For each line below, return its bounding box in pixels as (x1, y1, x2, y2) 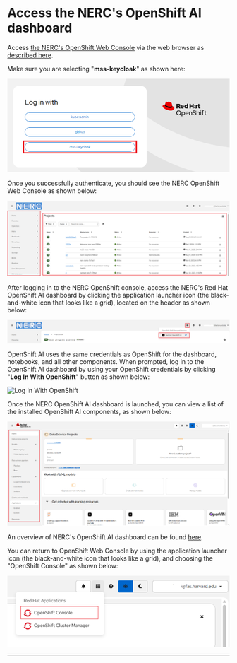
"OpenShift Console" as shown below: (7, 561, 119, 570)
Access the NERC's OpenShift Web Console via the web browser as (7, 43, 205, 52)
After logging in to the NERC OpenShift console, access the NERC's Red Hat (7, 283, 229, 291)
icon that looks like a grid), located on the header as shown (38, 298, 210, 307)
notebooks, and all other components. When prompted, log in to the (7, 357, 205, 365)
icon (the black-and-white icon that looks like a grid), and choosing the (7, 553, 213, 563)
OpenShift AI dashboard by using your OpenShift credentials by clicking (7, 365, 217, 373)
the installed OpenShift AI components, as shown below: (7, 407, 171, 416)
